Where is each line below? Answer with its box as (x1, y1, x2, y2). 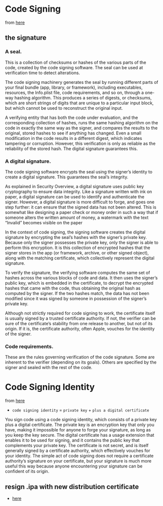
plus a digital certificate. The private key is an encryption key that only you (5, 422, 155, 428)
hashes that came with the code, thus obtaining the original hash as (5, 285, 141, 291)
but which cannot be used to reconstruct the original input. (5, 105, 123, 111)
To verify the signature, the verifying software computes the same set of (5, 270, 150, 275)
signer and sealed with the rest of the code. (5, 365, 92, 370)
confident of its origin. (5, 468, 50, 474)
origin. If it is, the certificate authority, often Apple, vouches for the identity (5, 326, 155, 331)
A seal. (5, 48, 22, 55)
